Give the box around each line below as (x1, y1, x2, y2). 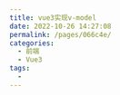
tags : (9, 64, 30, 73)
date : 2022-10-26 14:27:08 (9, 22, 112, 31)
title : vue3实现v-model (9, 13, 97, 23)
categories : (9, 38, 55, 48)
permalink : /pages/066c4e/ (9, 30, 112, 39)
